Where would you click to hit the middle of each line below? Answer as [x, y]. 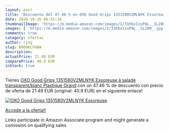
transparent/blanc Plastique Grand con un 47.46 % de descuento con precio [84, 85]
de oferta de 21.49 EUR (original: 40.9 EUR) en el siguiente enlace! [74, 91]
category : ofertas [24, 38]
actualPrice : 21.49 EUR [30, 56]
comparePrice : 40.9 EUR [30, 61]
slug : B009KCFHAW [23, 47]
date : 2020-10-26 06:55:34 [33, 19]
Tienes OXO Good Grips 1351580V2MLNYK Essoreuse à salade [70, 80]
